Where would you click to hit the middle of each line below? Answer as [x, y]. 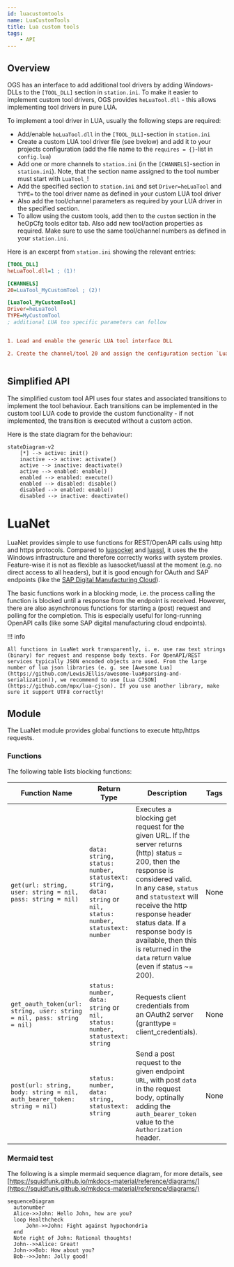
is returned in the [163, 949]
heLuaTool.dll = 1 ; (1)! [42, 271]
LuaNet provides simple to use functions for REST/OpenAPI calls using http [115, 543]
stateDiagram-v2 [31, 447]
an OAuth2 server [164, 1014]
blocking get [156, 818]
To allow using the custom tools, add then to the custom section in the [117, 216]
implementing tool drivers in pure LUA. [62, 107]
